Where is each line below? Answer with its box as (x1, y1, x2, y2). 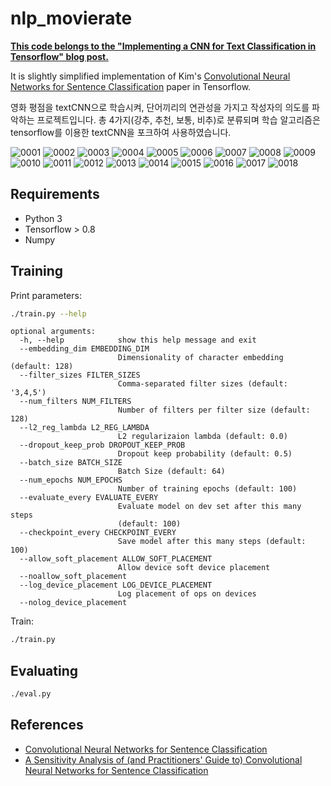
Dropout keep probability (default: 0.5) (117, 449, 293, 459)
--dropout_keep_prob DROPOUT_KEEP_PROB (19, 440, 186, 451)
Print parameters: (10, 289, 82, 301)
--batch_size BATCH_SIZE (19, 458, 123, 468)
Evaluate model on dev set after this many (117, 502, 302, 512)
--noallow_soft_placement (19, 572, 128, 582)
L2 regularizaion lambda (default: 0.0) (117, 432, 288, 442)
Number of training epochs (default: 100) (117, 484, 298, 494)
